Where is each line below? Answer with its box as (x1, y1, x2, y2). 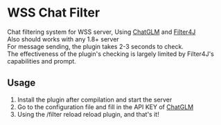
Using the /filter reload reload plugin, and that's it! (17, 110, 159, 118)
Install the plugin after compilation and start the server (17, 95, 173, 104)
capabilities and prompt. (7, 57, 76, 65)
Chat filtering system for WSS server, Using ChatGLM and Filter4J (7, 28, 196, 36)
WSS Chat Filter (7, 5, 100, 21)
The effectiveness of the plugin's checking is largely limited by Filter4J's (7, 50, 215, 58)
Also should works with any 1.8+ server (7, 35, 119, 43)
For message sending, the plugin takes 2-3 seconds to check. (7, 42, 184, 50)
